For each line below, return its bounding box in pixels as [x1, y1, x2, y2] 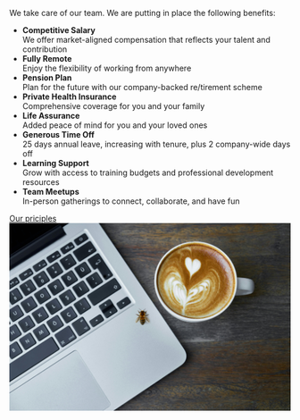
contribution [21, 44, 68, 55]
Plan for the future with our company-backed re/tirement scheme [21, 82, 263, 92]
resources [21, 177, 60, 187]
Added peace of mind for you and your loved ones [21, 120, 208, 130]
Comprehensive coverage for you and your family [21, 101, 205, 111]
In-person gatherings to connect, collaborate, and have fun [21, 196, 240, 206]
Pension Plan [21, 72, 72, 83]
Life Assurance [21, 111, 80, 121]
